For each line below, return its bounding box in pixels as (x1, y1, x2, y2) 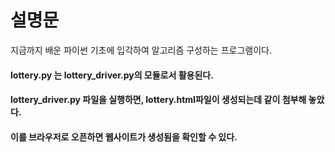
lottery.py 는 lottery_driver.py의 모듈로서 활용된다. (10, 69, 214, 81)
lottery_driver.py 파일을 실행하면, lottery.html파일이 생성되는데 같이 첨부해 (10, 94, 307, 106)
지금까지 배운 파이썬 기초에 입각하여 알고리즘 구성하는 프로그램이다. (10, 44, 272, 56)
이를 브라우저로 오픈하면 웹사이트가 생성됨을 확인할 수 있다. (10, 131, 238, 143)
